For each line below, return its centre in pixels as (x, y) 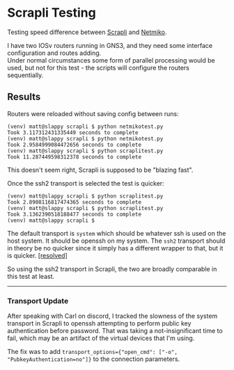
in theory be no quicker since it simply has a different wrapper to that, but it (115, 248)
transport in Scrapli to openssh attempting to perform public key (99, 323)
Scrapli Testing (52, 13)
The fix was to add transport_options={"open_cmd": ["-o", (92, 352)
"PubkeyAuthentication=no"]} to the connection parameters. (94, 359)
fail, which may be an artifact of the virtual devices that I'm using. (101, 338)
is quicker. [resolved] (37, 255)
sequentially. (25, 75)
